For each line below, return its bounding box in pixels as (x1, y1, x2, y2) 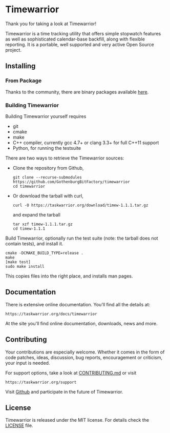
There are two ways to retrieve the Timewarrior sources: (5, 155, 124, 161)
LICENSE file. (5, 422, 33, 429)
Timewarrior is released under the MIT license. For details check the (5, 417, 150, 423)
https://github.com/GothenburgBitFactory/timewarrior (12, 179, 130, 184)
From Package (5, 77, 42, 84)
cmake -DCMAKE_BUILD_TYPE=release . (5, 250, 83, 255)
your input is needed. (5, 360, 50, 366)
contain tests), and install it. (5, 240, 63, 247)
